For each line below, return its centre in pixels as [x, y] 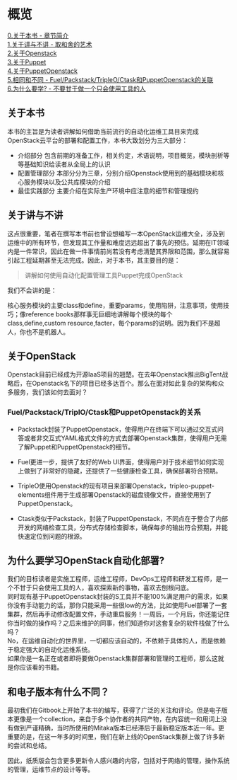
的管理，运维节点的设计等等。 [50, 769]
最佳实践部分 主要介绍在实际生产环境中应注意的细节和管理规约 [108, 190]
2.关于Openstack [32, 53]
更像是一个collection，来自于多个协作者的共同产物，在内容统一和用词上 [117, 719]
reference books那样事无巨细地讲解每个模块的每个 [99, 314]
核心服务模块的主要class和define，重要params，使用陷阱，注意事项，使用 [115, 305]
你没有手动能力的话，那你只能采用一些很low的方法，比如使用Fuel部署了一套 [117, 605]
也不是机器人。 [47, 332]
